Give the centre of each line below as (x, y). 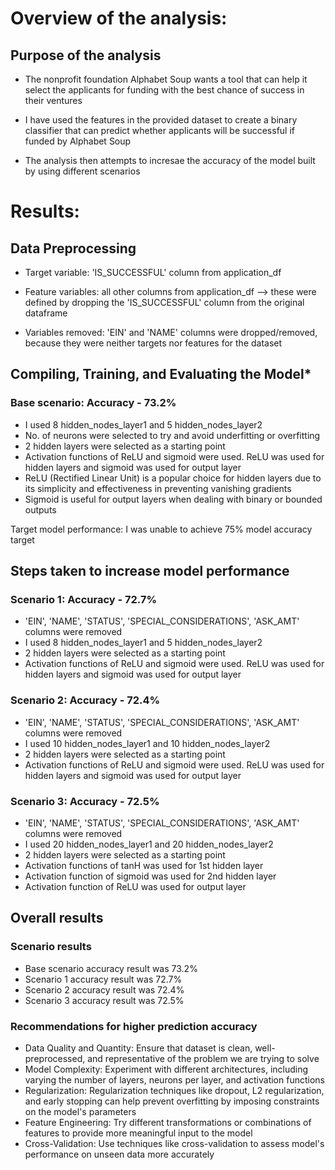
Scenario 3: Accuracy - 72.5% (85, 801)
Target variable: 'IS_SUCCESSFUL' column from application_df (153, 272)
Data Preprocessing (73, 248)
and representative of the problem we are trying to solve (203, 1058)
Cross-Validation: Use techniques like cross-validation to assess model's (174, 1143)
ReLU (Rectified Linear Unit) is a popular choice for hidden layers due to (173, 478)
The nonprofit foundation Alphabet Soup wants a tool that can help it (166, 79)
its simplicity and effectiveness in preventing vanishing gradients (158, 488)
